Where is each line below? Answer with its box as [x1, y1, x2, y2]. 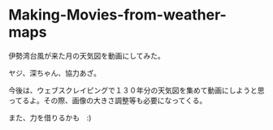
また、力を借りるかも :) [8, 112, 92, 123]
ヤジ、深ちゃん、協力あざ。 [8, 67, 102, 78]
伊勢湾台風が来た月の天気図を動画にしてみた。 [8, 50, 165, 60]
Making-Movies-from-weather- [8, 6, 227, 24]
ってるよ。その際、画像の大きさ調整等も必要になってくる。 [8, 95, 207, 105]
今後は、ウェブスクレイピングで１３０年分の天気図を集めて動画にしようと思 [8, 85, 265, 95]
